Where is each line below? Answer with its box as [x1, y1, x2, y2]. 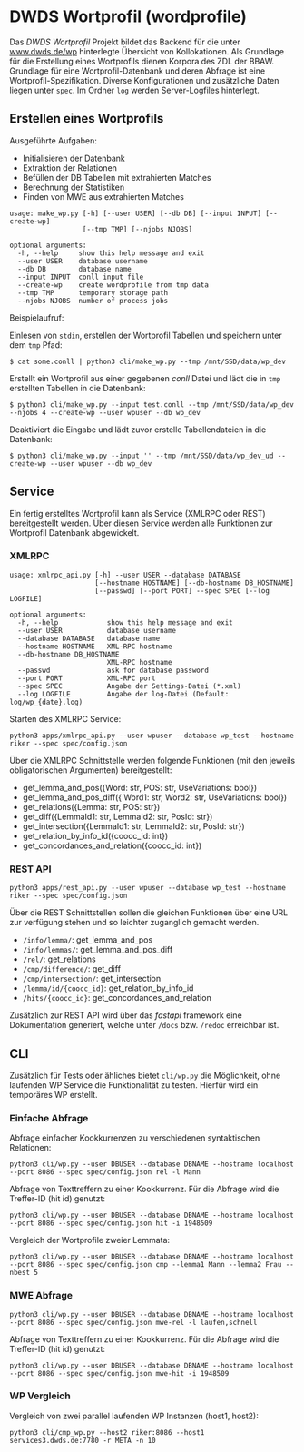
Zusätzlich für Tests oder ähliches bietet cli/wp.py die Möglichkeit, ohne [9, 1070, 281, 1081]
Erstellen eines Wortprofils [9, 111, 164, 126]
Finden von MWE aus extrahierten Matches [22, 191, 184, 202]
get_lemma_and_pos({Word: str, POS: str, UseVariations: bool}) [22, 782, 258, 793]
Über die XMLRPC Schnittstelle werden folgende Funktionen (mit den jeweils [9, 755, 296, 766]
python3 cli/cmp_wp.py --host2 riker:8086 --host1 [9, 1427, 205, 1437]
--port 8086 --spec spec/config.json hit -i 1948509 [9, 1219, 213, 1228]
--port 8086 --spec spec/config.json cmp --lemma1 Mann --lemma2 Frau [9, 1260, 282, 1269]
